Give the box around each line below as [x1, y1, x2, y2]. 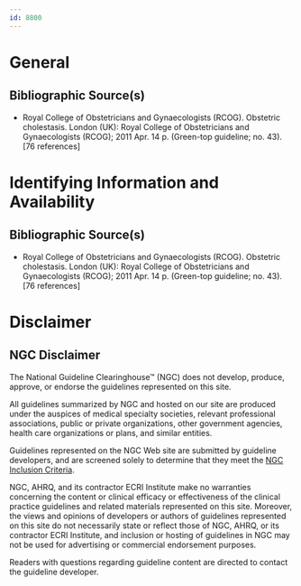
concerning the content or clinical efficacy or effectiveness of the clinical [9, 491, 281, 502]
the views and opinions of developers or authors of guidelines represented [9, 510, 287, 521]
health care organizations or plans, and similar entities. [9, 427, 213, 438]
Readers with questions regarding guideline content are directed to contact [9, 556, 288, 567]
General [9, 51, 70, 72]
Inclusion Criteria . [9, 464, 75, 475]
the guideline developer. [9, 566, 99, 577]
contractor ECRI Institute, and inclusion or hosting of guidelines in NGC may [9, 529, 290, 540]
